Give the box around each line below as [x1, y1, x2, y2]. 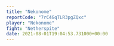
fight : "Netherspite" [6, 25, 60, 32]
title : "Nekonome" [6, 8, 52, 15]
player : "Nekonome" [6, 20, 55, 26]
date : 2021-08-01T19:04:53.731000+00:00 [6, 31, 109, 37]
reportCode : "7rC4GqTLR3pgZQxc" [6, 14, 87, 20]
